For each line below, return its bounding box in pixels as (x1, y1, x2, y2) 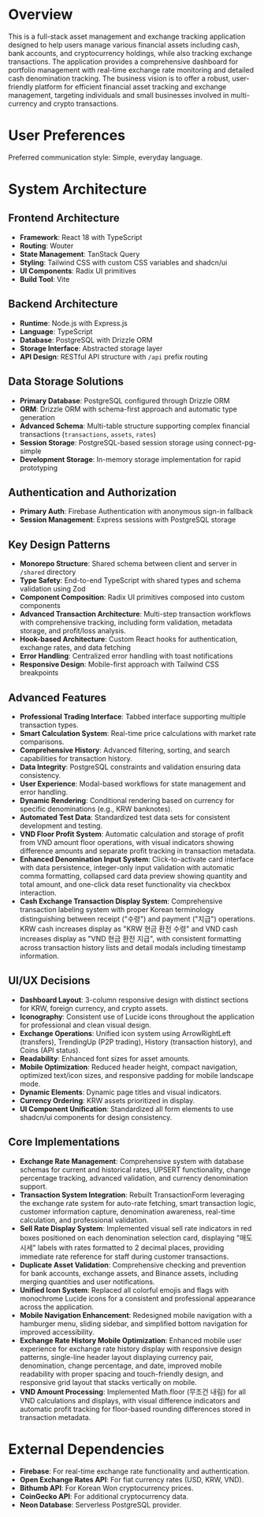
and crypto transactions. (39, 99, 119, 108)
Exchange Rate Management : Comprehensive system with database (19, 1156, 244, 1166)
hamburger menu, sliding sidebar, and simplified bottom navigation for (19, 1319, 248, 1328)
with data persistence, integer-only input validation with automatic (19, 862, 235, 872)
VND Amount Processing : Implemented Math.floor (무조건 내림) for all (19, 1387, 247, 1396)
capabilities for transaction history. (19, 753, 132, 763)
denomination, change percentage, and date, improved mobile (19, 1361, 222, 1370)
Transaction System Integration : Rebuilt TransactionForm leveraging (19, 1190, 245, 1200)
